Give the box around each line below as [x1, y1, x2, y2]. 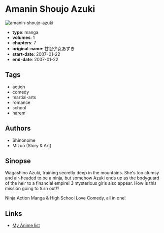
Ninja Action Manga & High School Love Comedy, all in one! [5, 195, 126, 201]
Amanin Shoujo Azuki [5, 3, 95, 15]
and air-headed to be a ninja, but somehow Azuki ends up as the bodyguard [5, 175, 160, 181]
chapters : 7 [12, 39, 36, 45]
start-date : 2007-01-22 [12, 51, 61, 57]
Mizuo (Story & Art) [12, 142, 52, 148]
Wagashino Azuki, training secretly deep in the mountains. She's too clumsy [5, 170, 159, 176]
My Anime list [12, 223, 40, 229]
